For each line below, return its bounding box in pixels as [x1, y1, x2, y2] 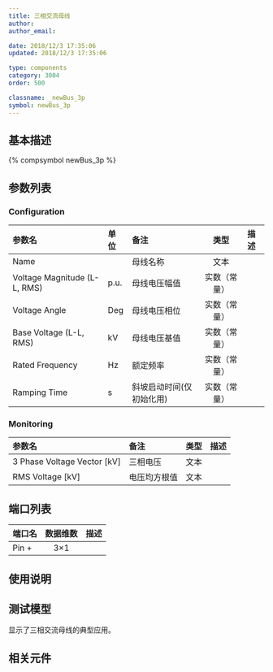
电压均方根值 [128, 472, 179, 483]
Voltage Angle [12, 305, 67, 315]
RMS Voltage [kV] [12, 471, 81, 483]
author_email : [8, 27, 57, 35]
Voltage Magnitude [12, 272, 85, 283]
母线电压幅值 [132, 278, 181, 288]
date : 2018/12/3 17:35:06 [8, 41, 96, 50]
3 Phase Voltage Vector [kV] [12, 456, 122, 467]
